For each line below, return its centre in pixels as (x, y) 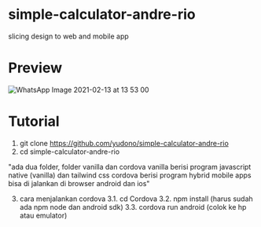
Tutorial (34, 121)
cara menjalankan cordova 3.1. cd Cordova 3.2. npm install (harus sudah (136, 199)
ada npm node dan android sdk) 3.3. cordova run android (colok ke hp (133, 207)
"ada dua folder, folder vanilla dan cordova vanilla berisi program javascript (130, 167)
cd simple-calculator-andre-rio (70, 152)
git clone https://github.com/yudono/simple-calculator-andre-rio (124, 143)
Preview (35, 68)
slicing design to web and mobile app (69, 36)
